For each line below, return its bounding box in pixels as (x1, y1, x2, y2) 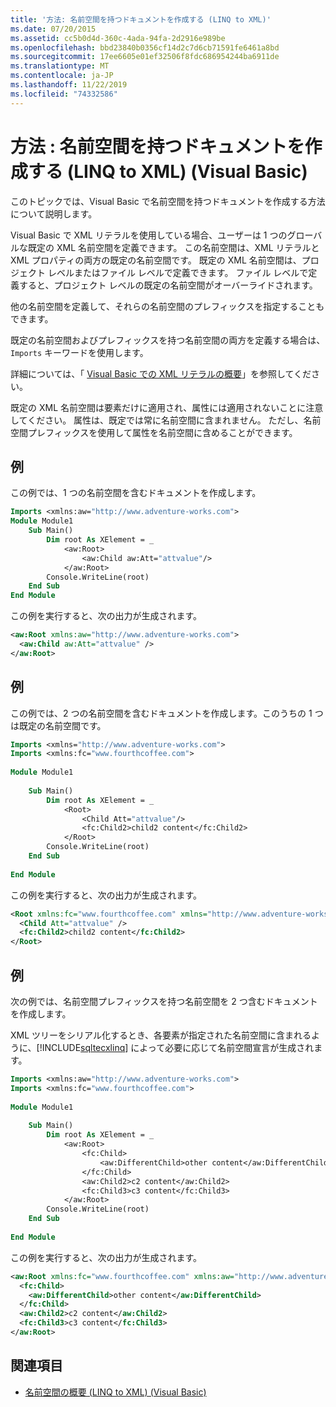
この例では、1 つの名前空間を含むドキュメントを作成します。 (10, 487, 262, 499)
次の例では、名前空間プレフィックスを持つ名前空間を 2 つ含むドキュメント (10, 996, 318, 1007)
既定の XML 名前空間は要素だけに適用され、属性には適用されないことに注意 (10, 401, 324, 413)
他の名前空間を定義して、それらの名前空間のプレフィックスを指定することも (10, 300, 325, 312)
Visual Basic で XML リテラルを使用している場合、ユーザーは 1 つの (10, 229, 288, 241)
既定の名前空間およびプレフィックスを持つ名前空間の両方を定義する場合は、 (10, 334, 326, 346)
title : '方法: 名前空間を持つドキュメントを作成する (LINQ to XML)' (10, 14, 272, 25)
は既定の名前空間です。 (10, 719, 107, 731)
